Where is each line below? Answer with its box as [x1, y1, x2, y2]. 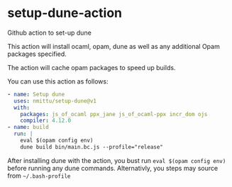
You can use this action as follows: [7, 76, 109, 86]
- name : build [7, 124, 50, 131]
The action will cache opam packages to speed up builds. [7, 63, 176, 72]
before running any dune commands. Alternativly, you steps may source [7, 164, 219, 172]
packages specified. [7, 50, 67, 58]
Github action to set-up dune [7, 28, 92, 37]
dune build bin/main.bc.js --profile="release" [20, 143, 163, 150]
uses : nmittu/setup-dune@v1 [13, 97, 97, 104]
